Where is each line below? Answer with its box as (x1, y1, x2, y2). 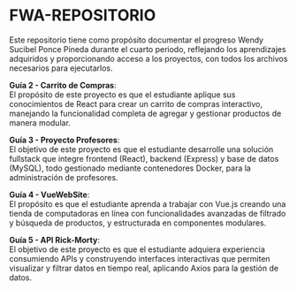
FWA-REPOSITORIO (9, 5, 156, 26)
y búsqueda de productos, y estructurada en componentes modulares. (9, 217, 267, 228)
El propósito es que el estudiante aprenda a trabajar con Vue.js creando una (9, 198, 286, 209)
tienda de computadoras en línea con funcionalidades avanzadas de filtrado (9, 208, 286, 218)
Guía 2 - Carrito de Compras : (9, 80, 117, 90)
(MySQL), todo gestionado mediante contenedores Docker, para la (9, 163, 252, 173)
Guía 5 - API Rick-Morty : (9, 234, 100, 245)
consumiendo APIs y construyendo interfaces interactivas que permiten (9, 253, 271, 263)
